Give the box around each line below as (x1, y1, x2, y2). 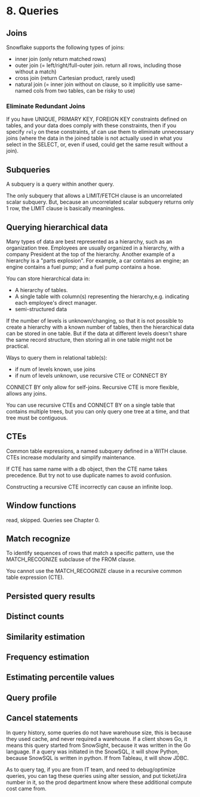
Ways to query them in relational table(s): (6, 354, 107, 361)
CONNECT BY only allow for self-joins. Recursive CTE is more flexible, (6, 384, 179, 391)
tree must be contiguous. (6, 414, 68, 421)
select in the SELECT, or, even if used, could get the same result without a (6, 141, 188, 148)
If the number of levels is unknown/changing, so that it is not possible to (6, 317, 184, 324)
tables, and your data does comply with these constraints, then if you (6, 122, 177, 129)
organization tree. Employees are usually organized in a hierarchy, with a (6, 244, 185, 252)
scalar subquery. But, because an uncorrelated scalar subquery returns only (6, 198, 194, 206)
